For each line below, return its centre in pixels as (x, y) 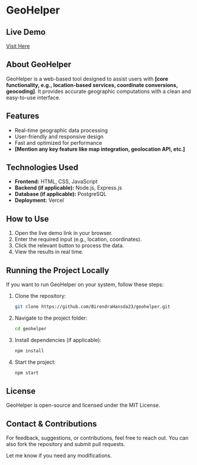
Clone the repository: (40, 296)
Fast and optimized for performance (58, 142)
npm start (27, 373)
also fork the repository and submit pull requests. (66, 444)
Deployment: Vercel (39, 200)
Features (23, 116)
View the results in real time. (49, 252)
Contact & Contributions (51, 424)
